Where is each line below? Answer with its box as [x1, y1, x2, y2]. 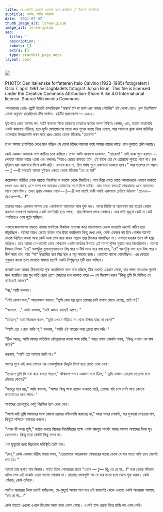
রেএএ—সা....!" [5, 193, 28, 200]
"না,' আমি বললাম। [5, 287, 33, 293]
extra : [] [9, 48, 29, 53]
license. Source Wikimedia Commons [5, 96, 80, 102]
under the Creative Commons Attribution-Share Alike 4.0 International [5, 91, 145, 96]
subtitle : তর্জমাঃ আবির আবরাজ [5, 12, 54, 17]
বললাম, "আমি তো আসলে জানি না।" [5, 351, 57, 357]
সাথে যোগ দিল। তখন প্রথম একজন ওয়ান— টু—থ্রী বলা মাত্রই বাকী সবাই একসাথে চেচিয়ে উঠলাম [5, 188, 136, 194]
